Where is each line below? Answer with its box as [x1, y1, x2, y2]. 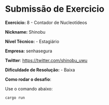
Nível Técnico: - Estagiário [5, 38, 60, 44]
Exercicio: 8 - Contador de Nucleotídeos [5, 20, 87, 25]
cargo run [5, 95, 25, 100]
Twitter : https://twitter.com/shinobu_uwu [5, 57, 88, 63]
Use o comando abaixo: [5, 85, 53, 91]
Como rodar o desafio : [5, 76, 51, 82]
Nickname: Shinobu [5, 29, 45, 35]
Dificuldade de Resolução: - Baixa [5, 67, 75, 73]
